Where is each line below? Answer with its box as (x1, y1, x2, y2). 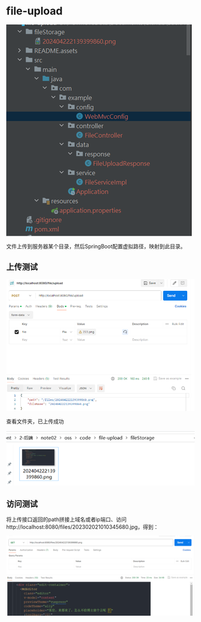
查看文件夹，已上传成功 (6, 418, 64, 425)
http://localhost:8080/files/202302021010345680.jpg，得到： (6, 523, 159, 531)
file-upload (6, 4, 63, 18)
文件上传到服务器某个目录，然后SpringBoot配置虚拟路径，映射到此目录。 (6, 242, 186, 250)
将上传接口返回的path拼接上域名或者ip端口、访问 (6, 516, 127, 523)
